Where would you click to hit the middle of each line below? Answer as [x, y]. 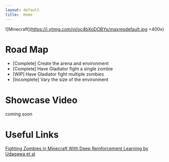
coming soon [19, 114]
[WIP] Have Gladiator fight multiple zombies [58, 74]
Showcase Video [41, 100]
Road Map [27, 49]
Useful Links [32, 134]
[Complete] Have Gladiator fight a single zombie [62, 69]
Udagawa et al [20, 154]
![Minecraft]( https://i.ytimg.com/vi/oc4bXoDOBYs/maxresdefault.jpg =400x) [85, 29]
